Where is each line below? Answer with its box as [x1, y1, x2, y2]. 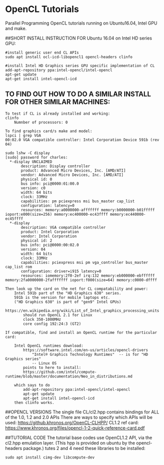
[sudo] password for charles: [5, 155, 68, 160]
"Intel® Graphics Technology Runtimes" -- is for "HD [31, 352, 149, 357]
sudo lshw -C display [5, 150, 50, 156]
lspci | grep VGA [5, 133, 41, 138]
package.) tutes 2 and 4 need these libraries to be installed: [23, 445, 146, 451]
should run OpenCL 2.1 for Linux [23, 312, 93, 317]
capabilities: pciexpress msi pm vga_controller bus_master [20, 260, 149, 265]
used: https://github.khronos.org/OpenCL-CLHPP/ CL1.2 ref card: [5, 419, 139, 425]
